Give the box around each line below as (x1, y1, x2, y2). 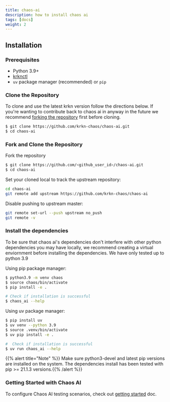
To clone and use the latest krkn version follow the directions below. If (5, 103, 154, 109)
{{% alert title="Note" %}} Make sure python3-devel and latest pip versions (5, 355, 165, 361)
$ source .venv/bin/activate (5, 327, 68, 332)
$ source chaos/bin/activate (5, 280, 68, 285)
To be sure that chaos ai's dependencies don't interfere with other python (5, 239, 162, 245)
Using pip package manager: (5, 265, 67, 271)
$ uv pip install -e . (5, 332, 54, 337)
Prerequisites (5, 56, 40, 63)
